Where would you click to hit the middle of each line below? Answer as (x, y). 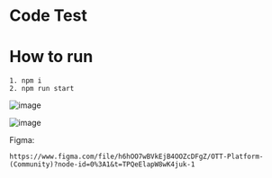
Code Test (48, 16)
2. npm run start (42, 89)
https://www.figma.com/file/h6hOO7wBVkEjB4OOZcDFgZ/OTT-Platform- (136, 157)
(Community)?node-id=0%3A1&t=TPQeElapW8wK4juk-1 (102, 165)
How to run (51, 57)
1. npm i (26, 81)
